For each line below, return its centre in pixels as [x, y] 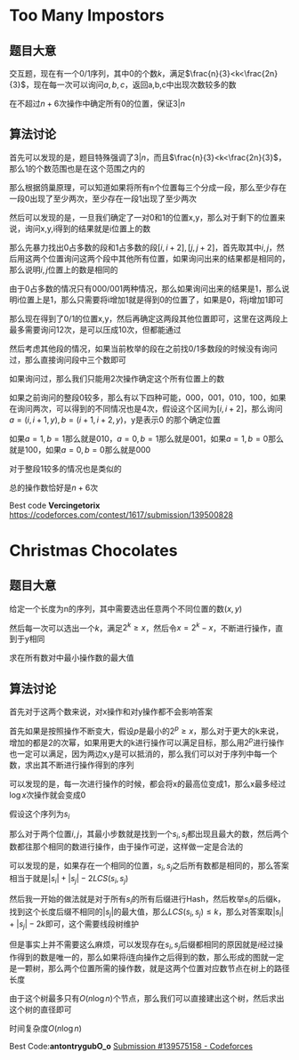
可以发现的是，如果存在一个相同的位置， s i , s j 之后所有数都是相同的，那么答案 [149, 866]
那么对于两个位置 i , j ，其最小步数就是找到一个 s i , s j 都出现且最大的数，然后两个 [149, 835]
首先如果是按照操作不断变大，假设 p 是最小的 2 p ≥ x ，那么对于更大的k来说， [146, 730]
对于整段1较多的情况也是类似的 [65, 469]
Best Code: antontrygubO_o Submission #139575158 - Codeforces [131, 1046]
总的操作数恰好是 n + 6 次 [54, 487]
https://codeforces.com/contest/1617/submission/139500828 [121, 514]
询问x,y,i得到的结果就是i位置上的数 [88, 229]
